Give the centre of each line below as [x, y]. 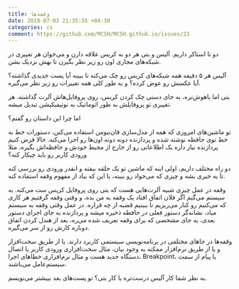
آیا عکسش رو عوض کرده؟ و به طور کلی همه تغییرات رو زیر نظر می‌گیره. [105, 83]
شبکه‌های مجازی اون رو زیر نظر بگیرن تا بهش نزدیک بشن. [85, 62]
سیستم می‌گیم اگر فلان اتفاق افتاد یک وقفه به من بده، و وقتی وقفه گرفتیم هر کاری [117, 197]
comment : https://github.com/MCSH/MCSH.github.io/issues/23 [99, 34]
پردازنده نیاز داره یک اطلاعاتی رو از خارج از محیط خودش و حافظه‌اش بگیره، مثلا [113, 147]
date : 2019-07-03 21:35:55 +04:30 [59, 21]
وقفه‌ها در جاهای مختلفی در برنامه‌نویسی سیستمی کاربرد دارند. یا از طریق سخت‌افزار [120, 241]
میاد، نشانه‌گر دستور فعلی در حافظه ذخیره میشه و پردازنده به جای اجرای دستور [112, 212]
